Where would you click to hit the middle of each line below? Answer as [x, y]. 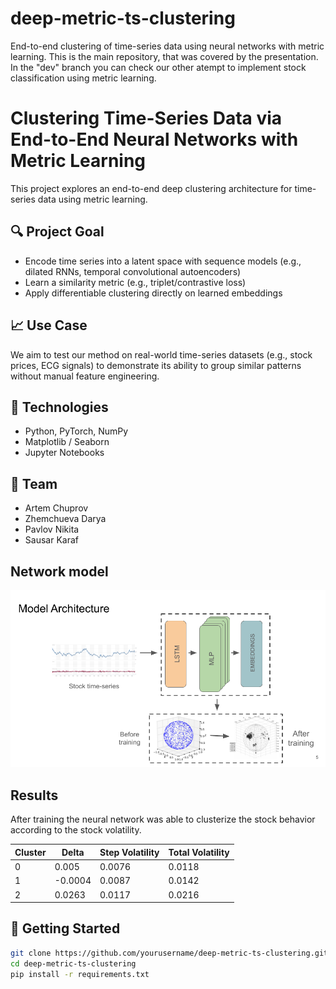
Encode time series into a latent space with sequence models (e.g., [163, 261]
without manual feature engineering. [85, 376]
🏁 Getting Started [65, 928]
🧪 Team [34, 483]
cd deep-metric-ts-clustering [73, 963]
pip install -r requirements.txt [80, 974]
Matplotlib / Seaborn [67, 442]
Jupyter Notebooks [64, 453]
